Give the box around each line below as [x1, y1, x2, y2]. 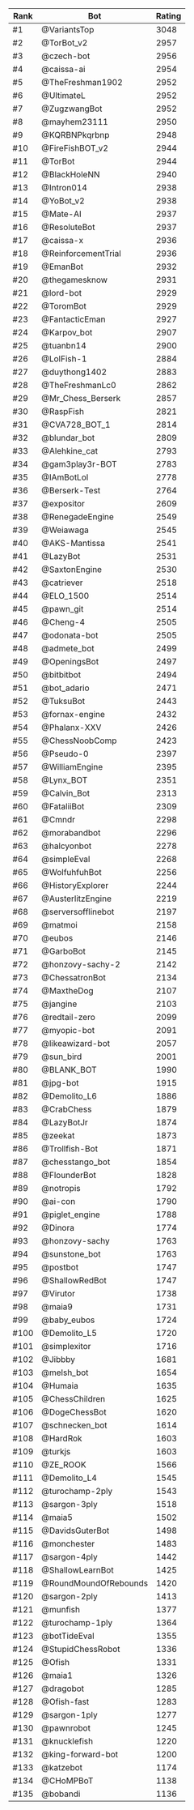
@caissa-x [41, 235, 83, 245]
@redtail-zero [41, 1012, 95, 1022]
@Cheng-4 [41, 617, 86, 627]
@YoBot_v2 [41, 195, 85, 206]
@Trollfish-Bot [41, 1143, 99, 1154]
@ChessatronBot [41, 972, 107, 983]
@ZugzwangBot [41, 103, 103, 114]
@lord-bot [41, 288, 82, 298]
